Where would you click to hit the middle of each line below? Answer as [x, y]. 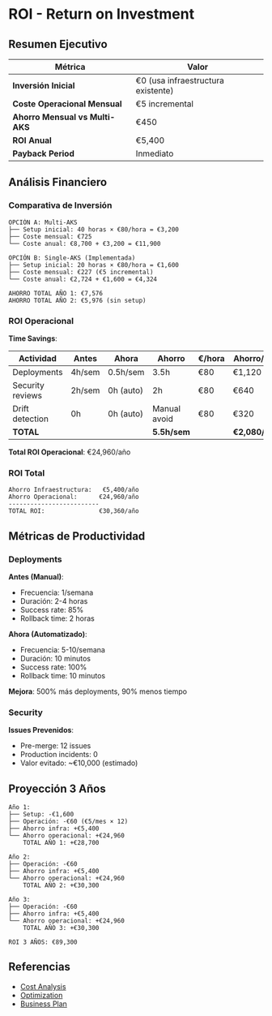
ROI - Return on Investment [102, 14]
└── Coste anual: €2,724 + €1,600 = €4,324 [83, 279]
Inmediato [155, 153]
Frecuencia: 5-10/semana [62, 649]
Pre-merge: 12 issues [55, 746]
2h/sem [85, 390]
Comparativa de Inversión [60, 205]
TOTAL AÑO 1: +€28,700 [61, 843]
